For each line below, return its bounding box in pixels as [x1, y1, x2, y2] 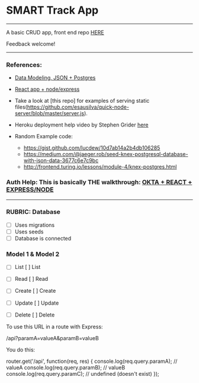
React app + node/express [14, 86, 80, 93]
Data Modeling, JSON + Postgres [14, 74, 96, 81]
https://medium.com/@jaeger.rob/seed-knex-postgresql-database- [23, 151, 188, 158]
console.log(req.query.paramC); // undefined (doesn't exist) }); [6, 370, 160, 377]
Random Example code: [14, 133, 73, 140]
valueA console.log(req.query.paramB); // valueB [6, 363, 126, 371]
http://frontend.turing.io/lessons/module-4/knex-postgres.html [23, 163, 177, 170]
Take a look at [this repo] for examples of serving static [14, 97, 150, 105]
